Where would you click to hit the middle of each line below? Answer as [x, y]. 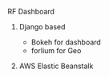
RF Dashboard [31, 12]
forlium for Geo [56, 50]
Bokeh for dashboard [66, 42]
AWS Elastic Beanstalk [56, 66]
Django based [42, 27]
